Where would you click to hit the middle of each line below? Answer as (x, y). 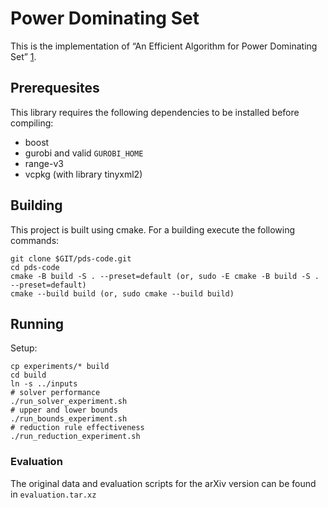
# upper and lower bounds (64, 410)
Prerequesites (55, 88)
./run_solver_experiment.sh (69, 402)
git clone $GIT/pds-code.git (71, 258)
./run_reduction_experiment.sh (75, 437)
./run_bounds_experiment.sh (69, 419)
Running (37, 323)
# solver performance (55, 393)
